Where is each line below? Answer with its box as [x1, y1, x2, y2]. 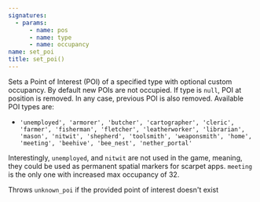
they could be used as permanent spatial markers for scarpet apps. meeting [8, 161, 253, 171]
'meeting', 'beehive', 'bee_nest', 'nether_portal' [19, 139, 192, 147]
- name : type [28, 33, 72, 42]
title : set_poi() [8, 56, 65, 64]
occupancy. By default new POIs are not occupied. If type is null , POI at [8, 85, 242, 94]
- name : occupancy [28, 41, 90, 49]
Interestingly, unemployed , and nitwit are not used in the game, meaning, [8, 152, 243, 162]
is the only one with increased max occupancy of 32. [8, 170, 180, 179]
